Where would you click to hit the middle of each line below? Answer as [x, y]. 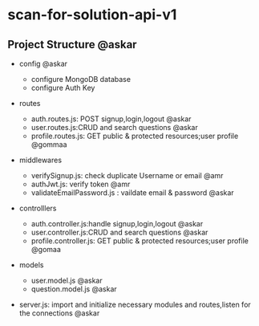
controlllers [38, 208]
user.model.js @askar [67, 280]
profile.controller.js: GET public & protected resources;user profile [140, 241]
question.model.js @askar [74, 289]
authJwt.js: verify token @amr [81, 184]
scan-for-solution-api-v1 [92, 15]
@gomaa [46, 249]
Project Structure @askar [72, 45]
